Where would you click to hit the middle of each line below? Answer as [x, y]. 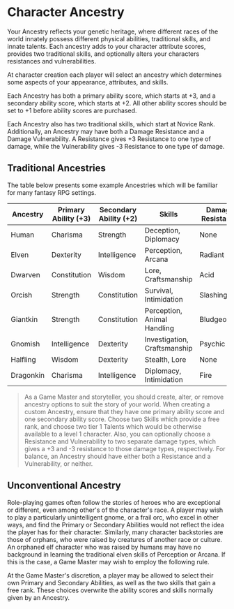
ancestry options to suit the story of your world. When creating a [117, 404]
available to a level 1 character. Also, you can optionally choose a [117, 434]
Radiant [212, 254]
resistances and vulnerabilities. [52, 61]
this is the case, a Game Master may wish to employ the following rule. [109, 562]
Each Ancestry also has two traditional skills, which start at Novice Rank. [111, 124]
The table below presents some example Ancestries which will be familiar [112, 185]
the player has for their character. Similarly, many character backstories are [115, 532]
